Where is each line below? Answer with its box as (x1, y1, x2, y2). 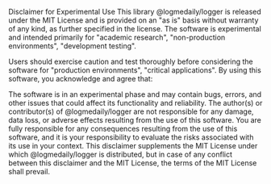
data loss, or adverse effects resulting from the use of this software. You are (8, 115, 262, 124)
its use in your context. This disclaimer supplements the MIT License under (8, 141, 258, 150)
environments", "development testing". (8, 41, 137, 51)
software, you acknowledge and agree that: (8, 74, 153, 83)
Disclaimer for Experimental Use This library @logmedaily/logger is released (8, 7, 262, 16)
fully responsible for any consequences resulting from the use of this (8, 124, 238, 133)
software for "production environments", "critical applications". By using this (8, 65, 262, 75)
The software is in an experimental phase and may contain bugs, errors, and (8, 90, 262, 99)
